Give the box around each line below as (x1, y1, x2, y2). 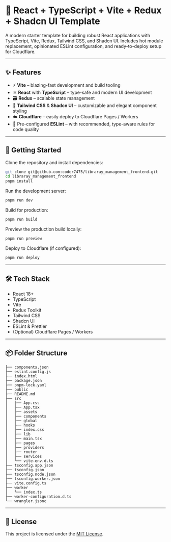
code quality (12, 126, 39, 132)
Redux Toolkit (12, 307, 42, 313)
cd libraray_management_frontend (5, 174, 76, 179)
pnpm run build (5, 217, 38, 222)
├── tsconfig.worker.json (5, 476, 60, 481)
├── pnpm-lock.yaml (5, 382, 47, 388)
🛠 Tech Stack (5, 275, 50, 283)
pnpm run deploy (5, 255, 40, 260)
